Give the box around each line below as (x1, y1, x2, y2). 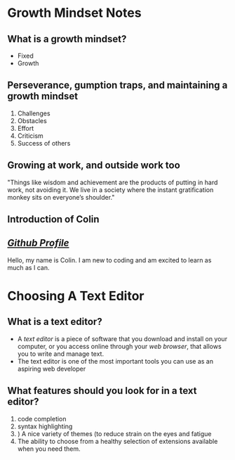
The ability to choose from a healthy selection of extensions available (17, 437, 218, 445)
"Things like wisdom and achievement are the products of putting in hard (7, 178, 218, 186)
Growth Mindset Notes (7, 5, 142, 21)
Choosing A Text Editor (7, 288, 145, 304)
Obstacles (17, 116, 47, 124)
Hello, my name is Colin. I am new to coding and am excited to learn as (7, 255, 212, 264)
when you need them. (17, 445, 81, 453)
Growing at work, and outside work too (7, 160, 180, 172)
